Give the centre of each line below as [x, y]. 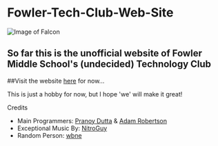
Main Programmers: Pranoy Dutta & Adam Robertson [92, 121]
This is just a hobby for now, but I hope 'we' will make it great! [95, 94]
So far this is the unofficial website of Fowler [105, 53]
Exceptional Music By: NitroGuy [62, 128]
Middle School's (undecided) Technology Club [109, 64]
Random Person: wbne [49, 135]
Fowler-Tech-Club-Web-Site [90, 13]
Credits [18, 107]
